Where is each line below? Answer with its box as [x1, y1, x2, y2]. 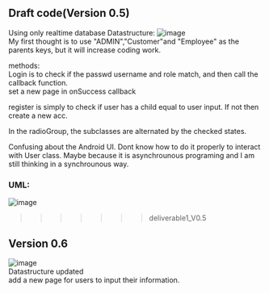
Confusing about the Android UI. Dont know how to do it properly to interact [8, 141, 261, 152]
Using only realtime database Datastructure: [8, 27, 156, 37]
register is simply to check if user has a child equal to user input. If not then [8, 102, 259, 111]
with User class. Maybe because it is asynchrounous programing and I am [8, 150, 255, 160]
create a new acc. [8, 111, 69, 120]
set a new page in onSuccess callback [8, 86, 137, 96]
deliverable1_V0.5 [149, 213, 207, 223]
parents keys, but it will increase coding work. [8, 44, 162, 55]
